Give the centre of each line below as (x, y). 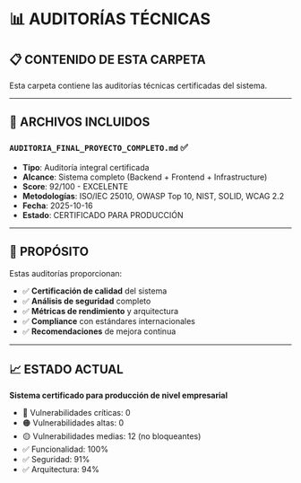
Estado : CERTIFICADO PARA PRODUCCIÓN (103, 215)
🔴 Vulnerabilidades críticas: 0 (77, 413)
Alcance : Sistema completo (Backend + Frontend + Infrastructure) (145, 177)
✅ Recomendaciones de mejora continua (99, 331)
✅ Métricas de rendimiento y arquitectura (100, 311)
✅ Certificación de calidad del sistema (95, 291)
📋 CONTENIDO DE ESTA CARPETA (107, 60)
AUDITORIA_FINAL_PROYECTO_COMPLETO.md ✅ (99, 148)
